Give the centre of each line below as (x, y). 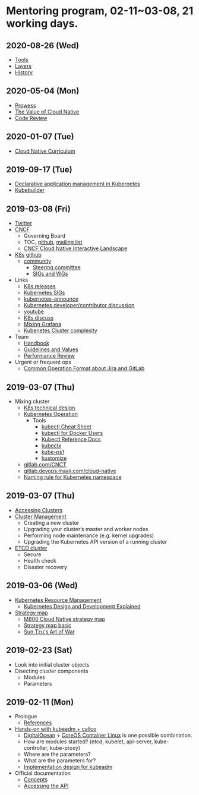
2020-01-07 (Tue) (40, 137)
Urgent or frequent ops (43, 362)
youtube (34, 312)
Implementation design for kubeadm (68, 767)
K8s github (28, 255)
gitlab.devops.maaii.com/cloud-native (70, 471)
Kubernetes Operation (51, 414)
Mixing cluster (32, 402)
